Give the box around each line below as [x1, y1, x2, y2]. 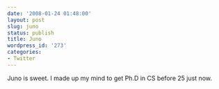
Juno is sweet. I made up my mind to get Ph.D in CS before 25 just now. [7, 74, 212, 82]
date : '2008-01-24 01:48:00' [7, 10, 92, 17]
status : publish [7, 29, 54, 37]
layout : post [7, 17, 45, 23]
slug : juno [7, 23, 39, 30]
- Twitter [7, 55, 36, 62]
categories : [7, 49, 42, 56]
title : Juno [7, 36, 42, 43]
